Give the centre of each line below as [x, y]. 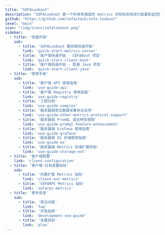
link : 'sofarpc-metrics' [48, 188]
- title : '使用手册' [29, 74]
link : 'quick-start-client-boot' [57, 60]
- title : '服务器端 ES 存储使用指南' [53, 138]
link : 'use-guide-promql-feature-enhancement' [71, 124]
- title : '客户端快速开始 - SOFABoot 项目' [60, 55]
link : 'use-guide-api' [46, 87]
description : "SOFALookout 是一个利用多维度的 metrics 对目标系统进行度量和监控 [82, 14]
